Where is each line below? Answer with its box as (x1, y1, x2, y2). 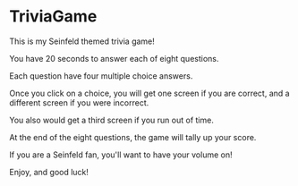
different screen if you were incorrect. (9, 97, 149, 108)
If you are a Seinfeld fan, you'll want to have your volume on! (9, 149, 233, 160)
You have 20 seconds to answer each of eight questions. (9, 53, 219, 63)
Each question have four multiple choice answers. (9, 70, 193, 81)
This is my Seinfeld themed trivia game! (9, 36, 155, 46)
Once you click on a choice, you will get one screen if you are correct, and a (9, 88, 290, 98)
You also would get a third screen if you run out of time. (9, 114, 215, 125)
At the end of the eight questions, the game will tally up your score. (9, 131, 257, 142)
